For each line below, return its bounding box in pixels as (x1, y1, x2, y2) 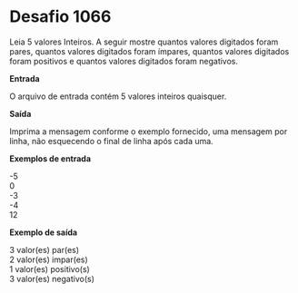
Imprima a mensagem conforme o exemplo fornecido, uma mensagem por (9, 125, 288, 137)
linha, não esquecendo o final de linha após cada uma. (9, 135, 214, 146)
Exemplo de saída (9, 227, 78, 238)
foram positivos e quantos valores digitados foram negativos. (9, 55, 239, 66)
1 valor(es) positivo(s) (9, 263, 91, 274)
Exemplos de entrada (9, 152, 92, 164)
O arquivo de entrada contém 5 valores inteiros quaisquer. (9, 91, 227, 102)
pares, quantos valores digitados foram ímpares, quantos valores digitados (9, 45, 290, 56)
